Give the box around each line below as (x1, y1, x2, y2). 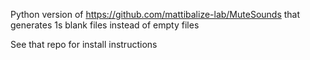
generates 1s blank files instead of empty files (10, 19, 200, 31)
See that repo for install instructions (10, 39, 158, 50)
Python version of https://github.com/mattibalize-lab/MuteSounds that (10, 9, 301, 20)
